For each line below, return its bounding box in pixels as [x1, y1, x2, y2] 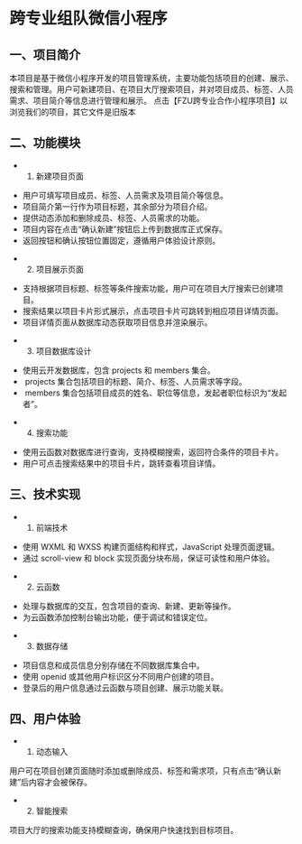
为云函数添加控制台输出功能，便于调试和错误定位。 [22, 611, 213, 623]
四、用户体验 [9, 711, 81, 727]
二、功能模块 [9, 135, 81, 151]
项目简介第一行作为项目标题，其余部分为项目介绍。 [22, 200, 213, 212]
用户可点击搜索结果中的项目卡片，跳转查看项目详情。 [22, 458, 221, 468]
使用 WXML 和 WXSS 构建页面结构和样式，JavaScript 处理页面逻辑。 [22, 541, 279, 552]
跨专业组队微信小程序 [9, 8, 169, 29]
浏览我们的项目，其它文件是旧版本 [9, 107, 136, 117]
